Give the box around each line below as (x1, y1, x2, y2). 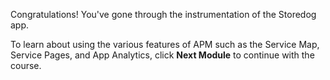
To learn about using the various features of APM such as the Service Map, (10, 39, 320, 50)
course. (10, 60, 42, 71)
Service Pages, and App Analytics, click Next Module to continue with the (10, 49, 315, 61)
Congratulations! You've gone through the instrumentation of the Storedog (10, 9, 317, 20)
